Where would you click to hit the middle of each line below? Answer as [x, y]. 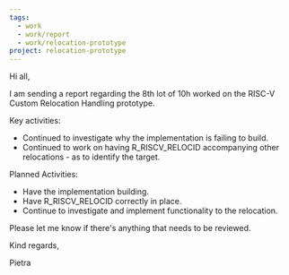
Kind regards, [35, 245]
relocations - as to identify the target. [91, 157]
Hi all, [20, 76]
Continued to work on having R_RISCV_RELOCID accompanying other [151, 148]
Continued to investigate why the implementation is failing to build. [145, 138]
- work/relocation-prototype [72, 43]
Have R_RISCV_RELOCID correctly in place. [102, 202]
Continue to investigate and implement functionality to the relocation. [150, 211]
